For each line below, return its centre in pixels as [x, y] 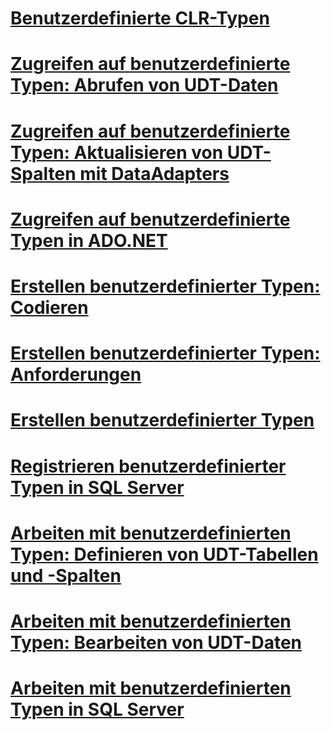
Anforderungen [76, 374]
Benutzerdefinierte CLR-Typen [140, 18]
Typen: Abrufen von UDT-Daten [144, 85]
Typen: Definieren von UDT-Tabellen [164, 554]
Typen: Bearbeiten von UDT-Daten [156, 642]
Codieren [49, 307]
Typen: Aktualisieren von [117, 152]
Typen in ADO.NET [89, 240]
